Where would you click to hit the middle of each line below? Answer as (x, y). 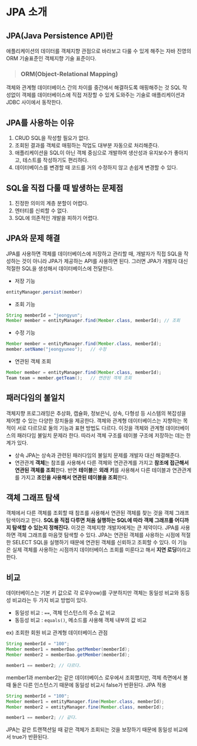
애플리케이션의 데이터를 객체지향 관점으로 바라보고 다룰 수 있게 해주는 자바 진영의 (99, 51)
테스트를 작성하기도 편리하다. (56, 160)
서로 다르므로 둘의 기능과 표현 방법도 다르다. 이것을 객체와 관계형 (91, 428)
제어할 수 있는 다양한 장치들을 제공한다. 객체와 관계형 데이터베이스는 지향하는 (94, 420)
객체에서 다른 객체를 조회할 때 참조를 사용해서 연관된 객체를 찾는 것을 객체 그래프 (98, 513)
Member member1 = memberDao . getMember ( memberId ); (68, 649)
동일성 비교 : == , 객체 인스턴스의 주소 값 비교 (65, 613)
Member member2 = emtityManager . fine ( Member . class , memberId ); (85, 707)
